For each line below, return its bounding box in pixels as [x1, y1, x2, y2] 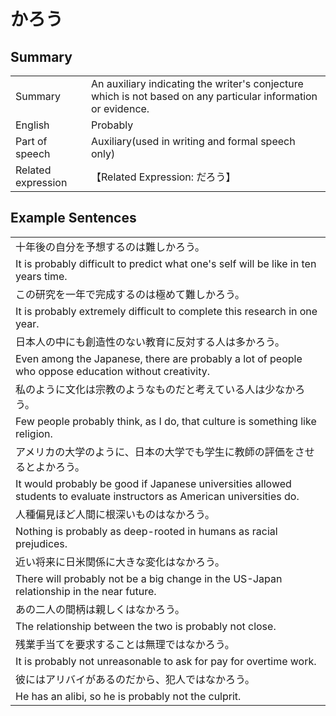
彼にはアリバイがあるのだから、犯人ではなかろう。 [15, 672, 256, 686]
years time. [15, 269, 68, 283]
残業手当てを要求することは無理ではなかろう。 [15, 637, 235, 651]
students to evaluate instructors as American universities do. [15, 489, 300, 503]
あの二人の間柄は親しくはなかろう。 [15, 602, 186, 616]
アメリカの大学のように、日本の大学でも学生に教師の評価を [15, 445, 295, 459]
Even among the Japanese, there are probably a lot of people [15, 351, 303, 365]
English [15, 118, 50, 132]
